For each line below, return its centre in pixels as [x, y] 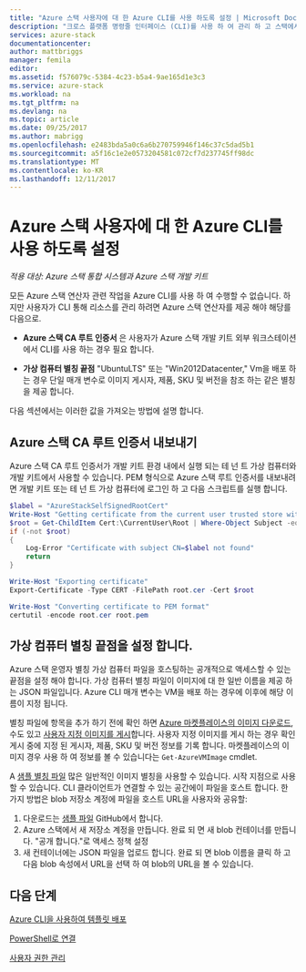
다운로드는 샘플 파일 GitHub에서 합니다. [93, 819]
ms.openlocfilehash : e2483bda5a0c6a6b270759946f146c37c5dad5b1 [132, 145]
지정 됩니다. [47, 703]
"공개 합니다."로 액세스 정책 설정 [92, 841]
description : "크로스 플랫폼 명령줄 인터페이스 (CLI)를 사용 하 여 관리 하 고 [140, 26]
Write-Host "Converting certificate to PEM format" [109, 607]
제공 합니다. [53, 392]
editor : [24, 69]
